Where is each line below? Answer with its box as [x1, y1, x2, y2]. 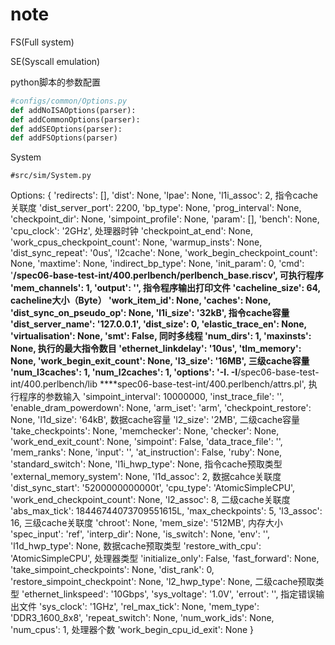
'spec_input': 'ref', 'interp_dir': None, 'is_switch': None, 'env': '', [10, 528, 271, 540]
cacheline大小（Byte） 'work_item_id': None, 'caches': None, [10, 294, 272, 307]
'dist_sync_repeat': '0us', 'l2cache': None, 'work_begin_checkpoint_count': [10, 247, 318, 259]
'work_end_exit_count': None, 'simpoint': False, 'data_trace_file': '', [10, 436, 283, 448]
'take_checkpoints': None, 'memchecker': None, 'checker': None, [10, 425, 280, 437]
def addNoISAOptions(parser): [10, 105, 137, 115]
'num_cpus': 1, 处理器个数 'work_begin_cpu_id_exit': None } [10, 624, 255, 636]
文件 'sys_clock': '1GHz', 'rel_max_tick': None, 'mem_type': [18, 601, 260, 613]
